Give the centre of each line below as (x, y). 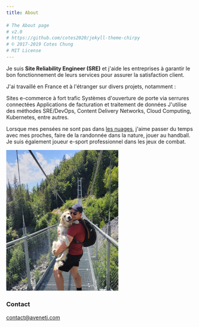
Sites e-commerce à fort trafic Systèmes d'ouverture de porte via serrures (98, 98)
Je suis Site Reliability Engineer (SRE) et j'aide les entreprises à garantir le (98, 68)
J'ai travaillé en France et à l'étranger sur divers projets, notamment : (91, 86)
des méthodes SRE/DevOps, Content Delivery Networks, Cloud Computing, (99, 110)
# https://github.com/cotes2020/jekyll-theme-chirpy (73, 38)
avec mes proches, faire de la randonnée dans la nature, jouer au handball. (98, 135)
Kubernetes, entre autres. (38, 117)
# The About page (28, 25)
